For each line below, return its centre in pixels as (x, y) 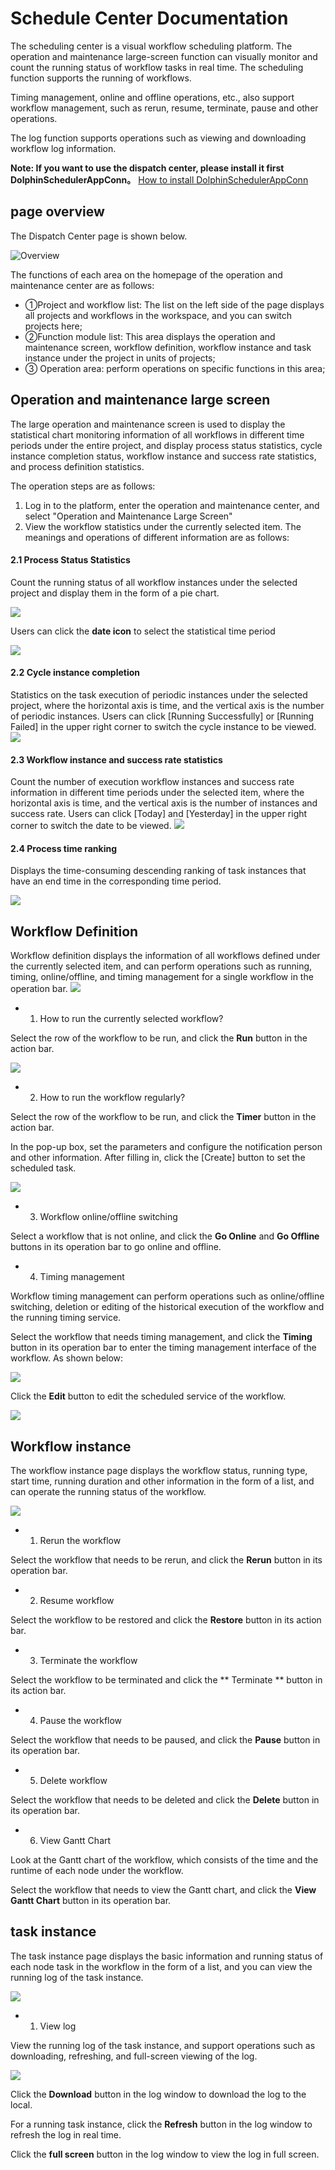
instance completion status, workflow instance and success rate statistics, (163, 456)
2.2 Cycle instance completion (75, 673)
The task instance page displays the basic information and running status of (167, 1956)
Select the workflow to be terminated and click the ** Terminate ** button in (166, 1680)
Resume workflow (77, 1600)
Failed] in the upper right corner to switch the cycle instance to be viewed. (163, 726)
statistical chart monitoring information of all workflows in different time (157, 434)
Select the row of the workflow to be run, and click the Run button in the (159, 1038)
